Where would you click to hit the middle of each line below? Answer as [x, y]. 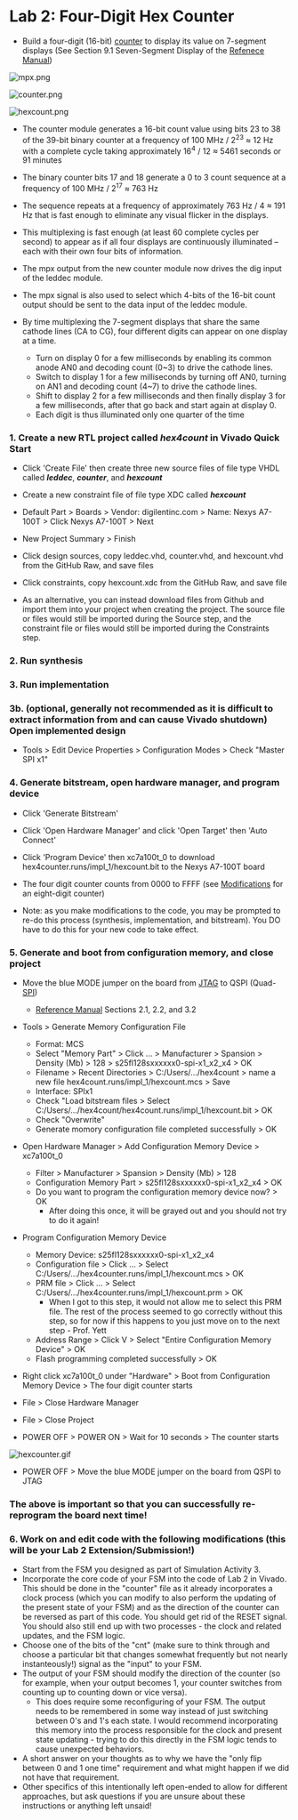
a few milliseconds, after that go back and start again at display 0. [156, 405]
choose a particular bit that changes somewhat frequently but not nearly [155, 1655]
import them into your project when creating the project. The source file [153, 609]
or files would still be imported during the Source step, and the [137, 619]
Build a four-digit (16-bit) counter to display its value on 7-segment [144, 41]
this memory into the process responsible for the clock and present [159, 1730]
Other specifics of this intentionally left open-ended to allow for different [155, 1787]
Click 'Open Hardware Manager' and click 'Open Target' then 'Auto [145, 830]
